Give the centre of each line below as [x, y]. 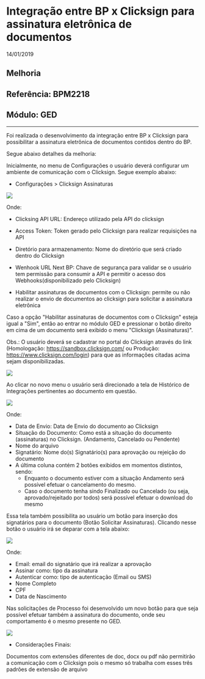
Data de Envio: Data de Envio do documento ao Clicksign [87, 426]
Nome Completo [36, 583]
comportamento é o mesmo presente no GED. [64, 621]
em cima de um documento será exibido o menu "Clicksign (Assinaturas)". [100, 330]
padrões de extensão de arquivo [47, 669]
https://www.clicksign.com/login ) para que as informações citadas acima [98, 355]
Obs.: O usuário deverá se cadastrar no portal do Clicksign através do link [99, 342]
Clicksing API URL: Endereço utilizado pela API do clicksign [90, 219]
